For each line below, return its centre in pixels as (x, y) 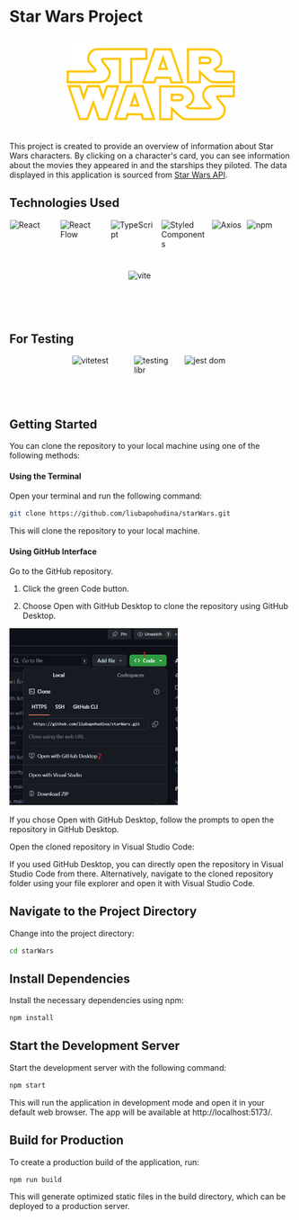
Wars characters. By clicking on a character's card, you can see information (149, 156)
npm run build (36, 1180)
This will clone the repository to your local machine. (105, 531)
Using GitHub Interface (53, 552)
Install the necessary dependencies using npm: (97, 1000)
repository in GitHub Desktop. (64, 829)
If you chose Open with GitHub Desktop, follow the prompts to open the (142, 820)
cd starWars (31, 951)
